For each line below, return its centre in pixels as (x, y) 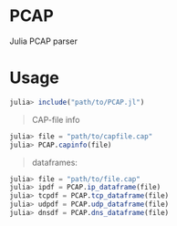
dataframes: (54, 162)
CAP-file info (56, 119)
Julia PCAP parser (43, 41)
